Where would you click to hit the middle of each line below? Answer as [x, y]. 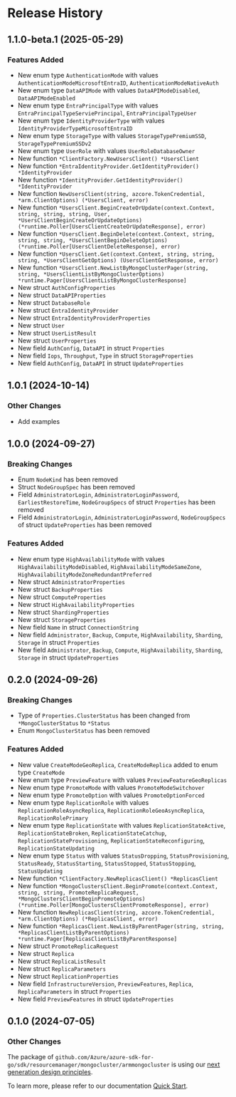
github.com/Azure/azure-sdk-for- [104, 1058]
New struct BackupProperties [60, 589]
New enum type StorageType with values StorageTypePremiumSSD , [112, 135]
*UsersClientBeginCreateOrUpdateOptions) [80, 220]
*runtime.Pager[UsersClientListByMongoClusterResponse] [102, 280]
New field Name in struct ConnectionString [78, 627]
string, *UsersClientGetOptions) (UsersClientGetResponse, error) [118, 260]
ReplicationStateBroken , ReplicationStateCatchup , [92, 833]
